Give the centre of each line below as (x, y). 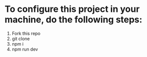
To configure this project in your (72, 9)
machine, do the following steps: (73, 20)
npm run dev (25, 49)
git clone (21, 39)
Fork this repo (26, 33)
